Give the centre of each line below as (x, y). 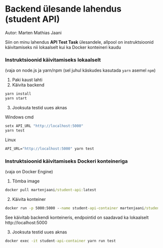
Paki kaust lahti (27, 80)
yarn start (16, 99)
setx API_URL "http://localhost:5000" (44, 126)
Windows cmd (19, 117)
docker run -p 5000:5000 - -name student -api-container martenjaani (75, 208)
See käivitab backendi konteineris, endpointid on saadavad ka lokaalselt (77, 217)
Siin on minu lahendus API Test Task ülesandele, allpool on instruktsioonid (79, 42)
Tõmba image (26, 181)
